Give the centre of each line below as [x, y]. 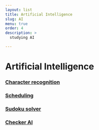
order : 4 [14, 28]
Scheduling [19, 95]
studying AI [22, 38]
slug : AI [14, 19]
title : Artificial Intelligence [39, 14]
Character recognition [32, 82]
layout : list [19, 10]
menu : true [16, 24]
